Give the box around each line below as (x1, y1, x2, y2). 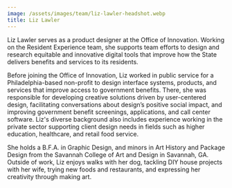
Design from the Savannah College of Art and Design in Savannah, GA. (7, 150, 209, 159)
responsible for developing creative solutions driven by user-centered (7, 93, 206, 101)
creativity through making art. (7, 172, 92, 180)
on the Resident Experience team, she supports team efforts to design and (7, 43, 220, 51)
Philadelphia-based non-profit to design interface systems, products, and (7, 78, 217, 86)
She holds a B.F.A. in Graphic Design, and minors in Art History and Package (7, 143, 225, 151)
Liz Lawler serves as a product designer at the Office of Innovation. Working (7, 35, 225, 44)
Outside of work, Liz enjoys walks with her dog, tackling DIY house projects (7, 158, 223, 166)
